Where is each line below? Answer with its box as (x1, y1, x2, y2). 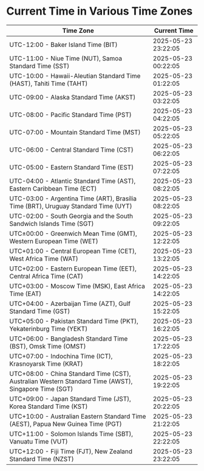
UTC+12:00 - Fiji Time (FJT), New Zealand (9, 447, 132, 455)
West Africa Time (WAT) (9, 254, 79, 263)
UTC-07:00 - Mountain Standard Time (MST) (9, 128, 141, 136)
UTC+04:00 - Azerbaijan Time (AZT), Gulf (9, 299, 131, 308)
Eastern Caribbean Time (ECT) (9, 184, 97, 193)
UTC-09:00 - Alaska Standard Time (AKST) (9, 93, 136, 101)
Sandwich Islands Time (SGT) (9, 219, 94, 228)
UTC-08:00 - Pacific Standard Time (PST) (9, 110, 132, 119)
